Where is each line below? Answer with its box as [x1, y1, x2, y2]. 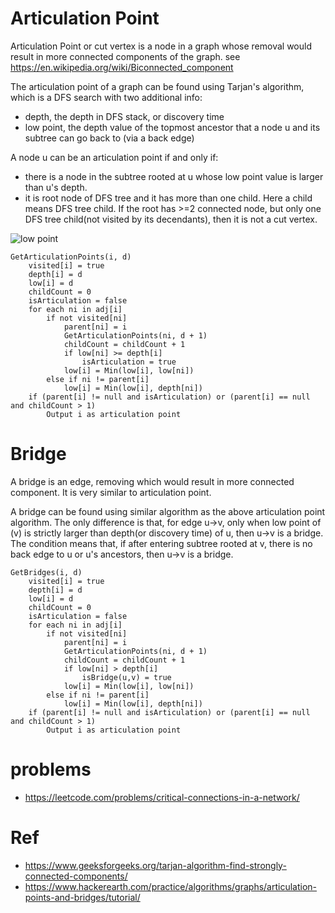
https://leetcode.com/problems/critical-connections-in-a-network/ [24, 791, 300, 803]
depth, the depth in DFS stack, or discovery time [24, 110, 225, 122]
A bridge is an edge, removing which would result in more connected [10, 475, 295, 487]
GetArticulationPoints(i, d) [10, 252, 132, 262]
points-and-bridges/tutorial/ [24, 891, 141, 903]
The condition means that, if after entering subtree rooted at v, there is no [10, 537, 313, 549]
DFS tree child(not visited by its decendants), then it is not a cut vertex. [24, 213, 318, 225]
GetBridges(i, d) [10, 567, 83, 577]
